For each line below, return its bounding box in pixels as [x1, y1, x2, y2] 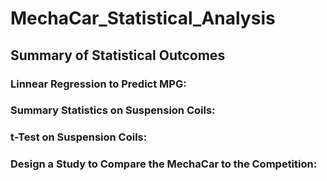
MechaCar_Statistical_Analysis [10, 7, 276, 30]
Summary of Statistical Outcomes [10, 47, 226, 64]
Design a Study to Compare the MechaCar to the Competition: [10, 157, 318, 171]
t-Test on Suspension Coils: [10, 130, 148, 144]
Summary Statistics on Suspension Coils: [10, 103, 216, 117]
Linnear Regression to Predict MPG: [10, 77, 187, 91]
